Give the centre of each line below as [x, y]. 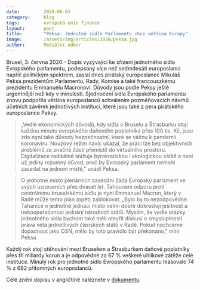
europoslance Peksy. [32, 113]
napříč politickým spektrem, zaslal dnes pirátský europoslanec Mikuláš [93, 75]
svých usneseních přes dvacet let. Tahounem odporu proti [93, 186]
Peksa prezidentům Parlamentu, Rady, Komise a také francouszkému [91, 81]
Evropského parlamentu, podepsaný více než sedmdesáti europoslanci [93, 68]
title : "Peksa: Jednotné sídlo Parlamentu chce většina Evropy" [97, 34]
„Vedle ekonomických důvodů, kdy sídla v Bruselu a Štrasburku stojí [104, 124]
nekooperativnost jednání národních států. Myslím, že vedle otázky [103, 212]
